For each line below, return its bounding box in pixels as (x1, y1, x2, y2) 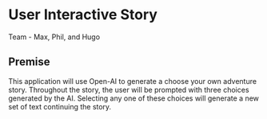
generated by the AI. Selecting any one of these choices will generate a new (8, 93, 260, 103)
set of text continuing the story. (8, 101, 112, 111)
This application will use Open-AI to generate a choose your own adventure (8, 76, 257, 85)
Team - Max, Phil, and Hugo (8, 32, 101, 42)
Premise (8, 55, 50, 69)
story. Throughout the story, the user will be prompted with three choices (8, 85, 249, 94)
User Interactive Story (8, 6, 158, 24)
